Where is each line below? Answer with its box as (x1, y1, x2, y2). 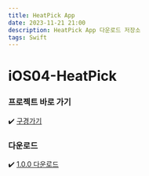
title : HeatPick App (8, 11, 76, 20)
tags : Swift (8, 33, 47, 42)
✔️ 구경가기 (8, 115, 42, 126)
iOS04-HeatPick (8, 68, 118, 85)
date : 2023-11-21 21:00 (8, 19, 86, 27)
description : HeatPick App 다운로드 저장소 (8, 26, 141, 34)
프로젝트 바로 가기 (8, 97, 72, 108)
